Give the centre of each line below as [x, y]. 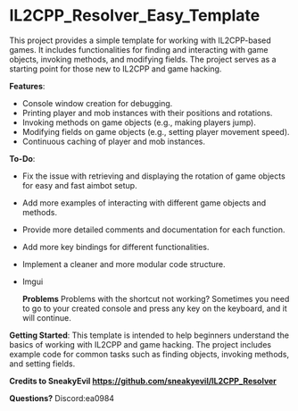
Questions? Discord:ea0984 [62, 398]
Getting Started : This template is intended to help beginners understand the [149, 335]
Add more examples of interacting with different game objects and [144, 203]
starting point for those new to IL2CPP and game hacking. [116, 69]
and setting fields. [42, 364]
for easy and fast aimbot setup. [79, 185]
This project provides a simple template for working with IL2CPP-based [141, 40]
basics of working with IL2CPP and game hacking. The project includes [141, 344]
